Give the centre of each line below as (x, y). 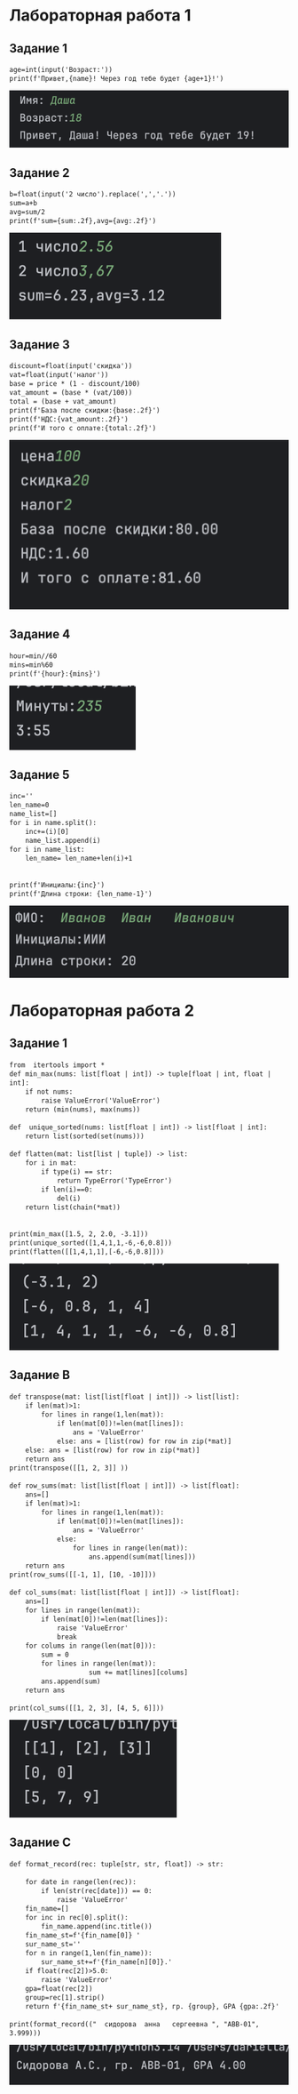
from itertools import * (57, 1065)
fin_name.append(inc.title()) (97, 1926)
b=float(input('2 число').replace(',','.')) (93, 195)
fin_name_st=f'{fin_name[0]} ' (83, 1935)
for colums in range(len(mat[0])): (91, 1646)
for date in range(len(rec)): (81, 1881)
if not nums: (49, 1091)
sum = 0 (55, 1655)
